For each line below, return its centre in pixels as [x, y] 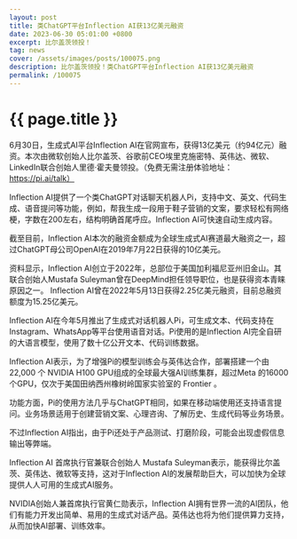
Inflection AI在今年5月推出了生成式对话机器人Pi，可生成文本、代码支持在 [142, 320]
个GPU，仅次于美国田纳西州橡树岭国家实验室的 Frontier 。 [115, 384]
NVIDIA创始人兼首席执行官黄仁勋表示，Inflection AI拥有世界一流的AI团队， [145, 503]
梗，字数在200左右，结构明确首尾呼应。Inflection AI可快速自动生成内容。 [143, 219]
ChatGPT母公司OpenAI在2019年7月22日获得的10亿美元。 [121, 249]
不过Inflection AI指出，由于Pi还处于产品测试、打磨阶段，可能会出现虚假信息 [147, 432]
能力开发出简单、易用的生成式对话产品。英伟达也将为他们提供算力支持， [156, 514]
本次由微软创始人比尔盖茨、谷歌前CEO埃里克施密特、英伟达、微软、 [149, 155]
